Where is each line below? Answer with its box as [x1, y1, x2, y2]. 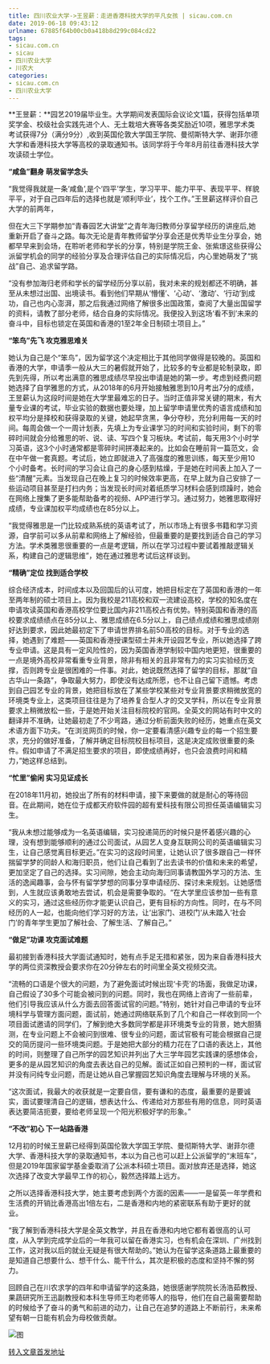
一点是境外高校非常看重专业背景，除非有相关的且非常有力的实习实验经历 [8, 655, 247, 665]
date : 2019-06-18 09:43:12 [8, 19, 99, 27]
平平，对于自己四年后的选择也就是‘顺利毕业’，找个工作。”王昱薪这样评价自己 [8, 194, 259, 203]
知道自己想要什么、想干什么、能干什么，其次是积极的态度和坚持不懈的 [14, 1255, 247, 1265]
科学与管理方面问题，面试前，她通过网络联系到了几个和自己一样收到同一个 [14, 1009, 262, 1019]
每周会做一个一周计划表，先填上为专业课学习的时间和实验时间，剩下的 [22, 423, 255, 433]
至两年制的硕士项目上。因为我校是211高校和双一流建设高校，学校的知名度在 [8, 595, 258, 605]
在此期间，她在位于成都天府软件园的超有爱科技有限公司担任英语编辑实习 [22, 800, 262, 810]
